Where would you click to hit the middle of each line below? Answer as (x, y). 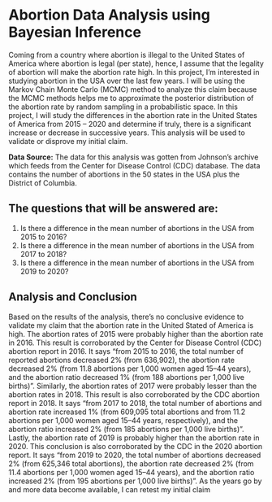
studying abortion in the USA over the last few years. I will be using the (127, 81)
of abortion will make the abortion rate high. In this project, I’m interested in (134, 72)
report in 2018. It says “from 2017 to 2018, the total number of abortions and (135, 403)
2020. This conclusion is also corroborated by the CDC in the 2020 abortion (136, 446)
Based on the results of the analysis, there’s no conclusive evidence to (126, 316)
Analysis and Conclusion (73, 297)
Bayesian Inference (75, 32)
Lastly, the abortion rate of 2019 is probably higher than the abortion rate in (134, 438)
